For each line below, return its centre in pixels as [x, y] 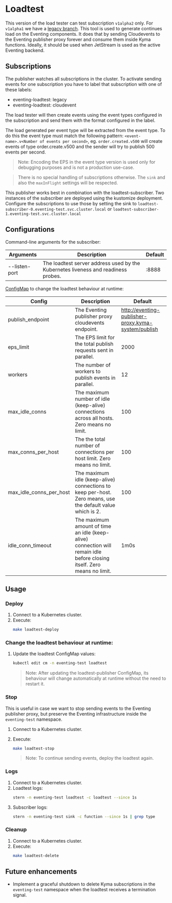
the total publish [94, 343]
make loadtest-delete [36, 855]
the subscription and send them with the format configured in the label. [80, 120]
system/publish [139, 329]
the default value [95, 505]
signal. [20, 895]
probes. [52, 276]
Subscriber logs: [30, 807]
